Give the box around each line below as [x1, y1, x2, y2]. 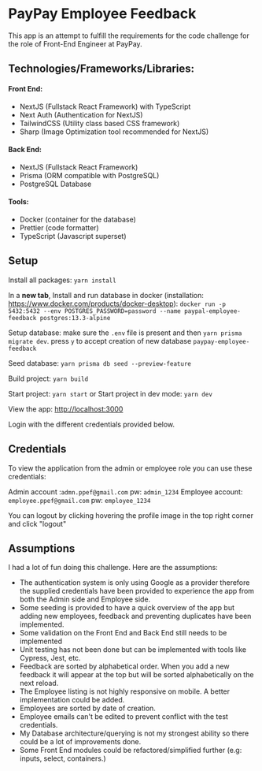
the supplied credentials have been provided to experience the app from [19, 587, 254, 596]
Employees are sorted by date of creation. [19, 703, 156, 713]
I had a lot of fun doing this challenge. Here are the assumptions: [8, 563, 218, 572]
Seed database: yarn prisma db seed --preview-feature [8, 358, 191, 367]
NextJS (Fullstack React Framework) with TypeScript [19, 102, 191, 111]
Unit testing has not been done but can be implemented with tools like [19, 645, 246, 654]
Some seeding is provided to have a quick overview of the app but [19, 603, 234, 613]
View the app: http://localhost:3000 [8, 404, 124, 414]
